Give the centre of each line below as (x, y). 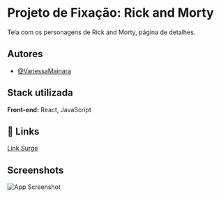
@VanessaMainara (44, 70)
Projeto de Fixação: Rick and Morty (110, 13)
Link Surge (23, 148)
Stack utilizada (40, 93)
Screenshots (36, 170)
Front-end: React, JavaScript (49, 109)
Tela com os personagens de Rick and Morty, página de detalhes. (101, 32)
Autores (25, 54)
